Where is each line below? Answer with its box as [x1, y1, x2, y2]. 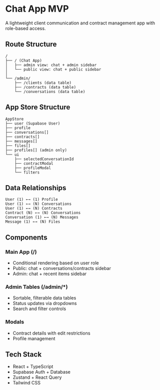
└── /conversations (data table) [14, 89, 86, 94]
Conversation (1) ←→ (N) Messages [5, 215, 79, 220]
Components [5, 233, 47, 242]
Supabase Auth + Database [12, 369, 71, 375]
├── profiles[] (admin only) [5, 147, 67, 153]
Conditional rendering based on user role [12, 260, 99, 266]
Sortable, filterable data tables [12, 295, 76, 301]
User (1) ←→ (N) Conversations [5, 201, 72, 206]
